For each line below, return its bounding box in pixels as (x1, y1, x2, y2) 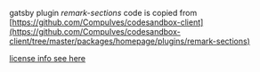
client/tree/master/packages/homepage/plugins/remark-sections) (9, 36, 251, 46)
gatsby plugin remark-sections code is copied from (9, 8, 198, 18)
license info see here (9, 53, 86, 63)
